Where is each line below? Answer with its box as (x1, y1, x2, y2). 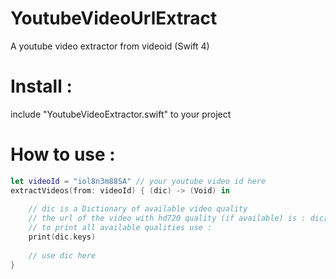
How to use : (10, 143, 116, 166)
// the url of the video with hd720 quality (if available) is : (28, 213, 307, 224)
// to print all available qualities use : (28, 223, 213, 233)
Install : (10, 75, 73, 98)
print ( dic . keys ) (28, 232, 97, 242)
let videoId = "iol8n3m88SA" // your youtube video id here (10, 176, 267, 186)
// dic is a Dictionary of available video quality (28, 204, 248, 214)
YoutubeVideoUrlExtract (10, 7, 218, 30)
